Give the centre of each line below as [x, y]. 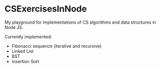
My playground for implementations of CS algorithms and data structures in [80, 22]
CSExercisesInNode [46, 9]
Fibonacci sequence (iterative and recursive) [57, 46]
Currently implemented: [28, 37]
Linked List [22, 51]
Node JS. [14, 27]
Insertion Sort [25, 61]
